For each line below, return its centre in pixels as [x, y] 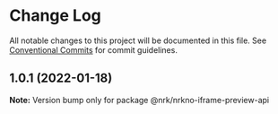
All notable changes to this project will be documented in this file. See [138, 40]
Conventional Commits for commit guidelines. [93, 49]
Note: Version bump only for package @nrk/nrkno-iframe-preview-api [139, 100]
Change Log [55, 16]
